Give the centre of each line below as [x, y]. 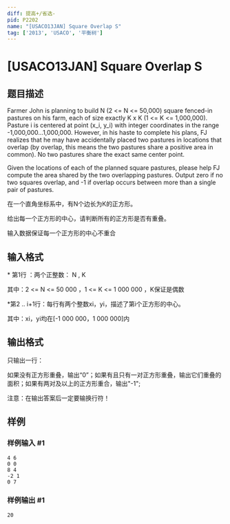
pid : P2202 [23, 20]
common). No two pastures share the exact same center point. [96, 155]
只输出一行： [25, 360]
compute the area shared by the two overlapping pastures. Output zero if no [115, 175]
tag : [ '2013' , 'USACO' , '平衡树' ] [55, 33]
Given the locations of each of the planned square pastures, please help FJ [114, 168]
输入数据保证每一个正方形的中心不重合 [61, 233]
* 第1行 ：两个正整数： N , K [46, 275]
